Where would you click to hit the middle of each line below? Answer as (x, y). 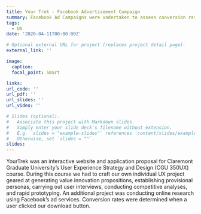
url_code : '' (22, 89)
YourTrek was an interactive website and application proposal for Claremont (100, 161)
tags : (13, 23)
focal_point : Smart (36, 73)
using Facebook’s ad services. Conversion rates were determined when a (97, 200)
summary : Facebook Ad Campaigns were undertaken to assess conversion (96, 17)
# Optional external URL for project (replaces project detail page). (96, 45)
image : (14, 61)
